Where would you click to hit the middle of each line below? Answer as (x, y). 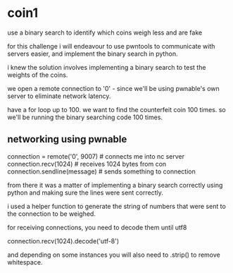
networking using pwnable (67, 139)
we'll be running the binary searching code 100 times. (85, 117)
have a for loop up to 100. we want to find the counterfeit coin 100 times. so (117, 109)
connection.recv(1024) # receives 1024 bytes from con (87, 164)
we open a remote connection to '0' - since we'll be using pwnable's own (113, 88)
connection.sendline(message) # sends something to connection (101, 171)
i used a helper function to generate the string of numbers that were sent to (117, 206)
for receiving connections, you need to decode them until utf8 (97, 227)
